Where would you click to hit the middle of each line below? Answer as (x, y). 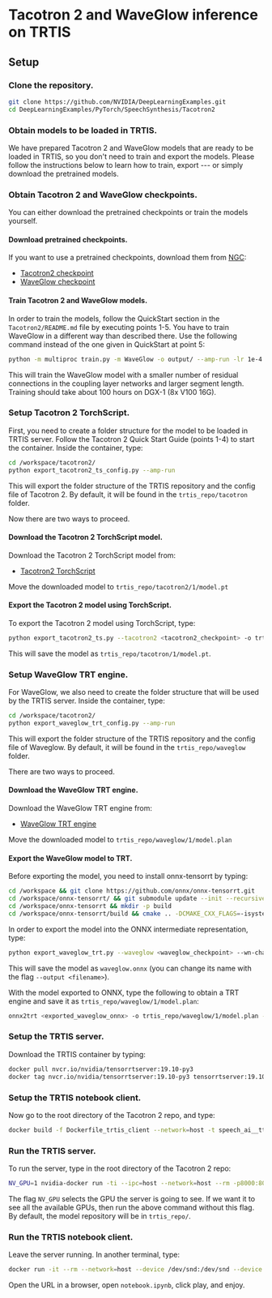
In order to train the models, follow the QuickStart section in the (114, 319)
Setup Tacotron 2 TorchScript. (69, 413)
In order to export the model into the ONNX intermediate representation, (128, 929)
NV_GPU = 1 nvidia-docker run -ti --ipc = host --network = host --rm (119, 1184)
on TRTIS (40, 32)
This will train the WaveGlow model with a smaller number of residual (123, 375)
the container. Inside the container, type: (76, 448)
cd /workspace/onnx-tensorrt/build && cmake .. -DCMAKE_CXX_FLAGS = (125, 914)
